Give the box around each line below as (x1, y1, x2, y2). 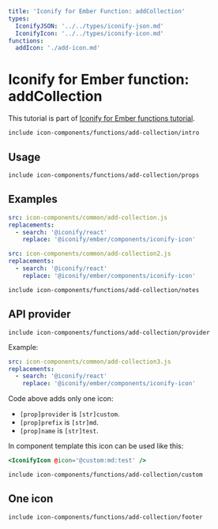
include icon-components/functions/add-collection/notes (8, 286, 200, 294)
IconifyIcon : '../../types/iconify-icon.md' (15, 29, 164, 37)
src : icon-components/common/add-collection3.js (8, 358, 171, 366)
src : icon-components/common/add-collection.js (8, 213, 168, 221)
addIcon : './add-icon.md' (15, 44, 101, 52)
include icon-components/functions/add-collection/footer (8, 513, 203, 521)
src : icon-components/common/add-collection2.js (8, 249, 171, 258)
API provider (8, 308, 71, 321)
